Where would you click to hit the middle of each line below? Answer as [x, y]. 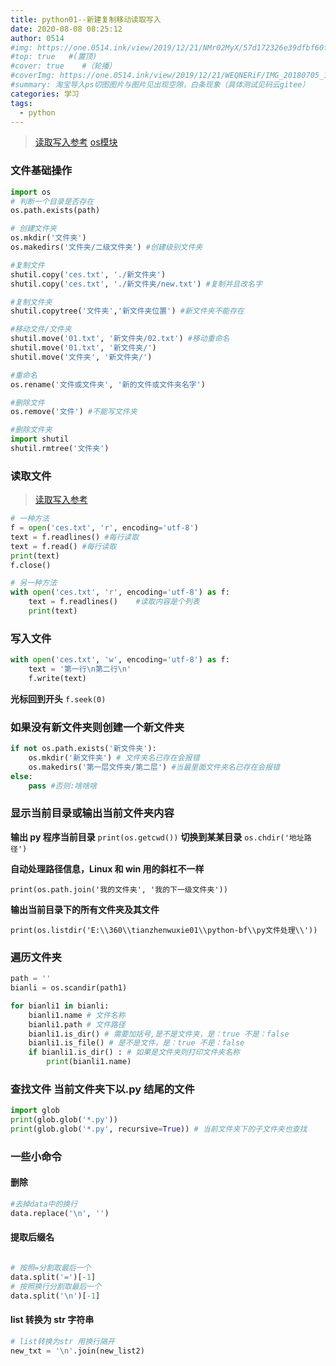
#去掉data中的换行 [44, 1204]
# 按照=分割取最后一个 [51, 1268]
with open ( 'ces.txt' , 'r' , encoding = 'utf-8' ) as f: [120, 592]
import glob [35, 1111]
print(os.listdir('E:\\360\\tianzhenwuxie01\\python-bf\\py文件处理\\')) [164, 930]
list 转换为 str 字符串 [52, 1320]
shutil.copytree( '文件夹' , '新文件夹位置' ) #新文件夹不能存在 [127, 311]
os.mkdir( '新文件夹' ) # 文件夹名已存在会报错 [114, 758]
